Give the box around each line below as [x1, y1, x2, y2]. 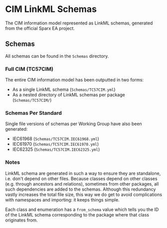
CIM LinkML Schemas [5, 3, 97, 15]
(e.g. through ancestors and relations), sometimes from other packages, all [5, 181, 159, 187]
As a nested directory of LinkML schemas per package [12, 92, 126, 98]
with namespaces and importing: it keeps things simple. [5, 197, 120, 203]
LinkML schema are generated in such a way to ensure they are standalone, [5, 170, 161, 176]
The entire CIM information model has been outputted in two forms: [5, 77, 144, 83]
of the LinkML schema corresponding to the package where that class [5, 212, 150, 218]
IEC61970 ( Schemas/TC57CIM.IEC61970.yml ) [12, 141, 99, 147]
